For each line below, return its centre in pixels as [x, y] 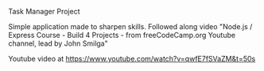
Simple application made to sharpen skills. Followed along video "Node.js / [130, 26]
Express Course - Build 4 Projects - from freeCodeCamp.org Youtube [122, 35]
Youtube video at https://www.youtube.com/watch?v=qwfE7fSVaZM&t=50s [132, 59]
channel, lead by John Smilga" [58, 43]
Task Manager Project [44, 11]
